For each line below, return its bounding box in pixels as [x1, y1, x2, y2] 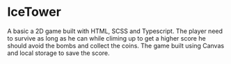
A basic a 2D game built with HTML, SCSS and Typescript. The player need [7, 27, 223, 35]
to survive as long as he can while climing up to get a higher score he [7, 34, 207, 42]
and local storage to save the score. [7, 49, 110, 57]
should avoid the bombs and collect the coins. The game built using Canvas [7, 41, 225, 50]
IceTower [7, 4, 61, 20]
